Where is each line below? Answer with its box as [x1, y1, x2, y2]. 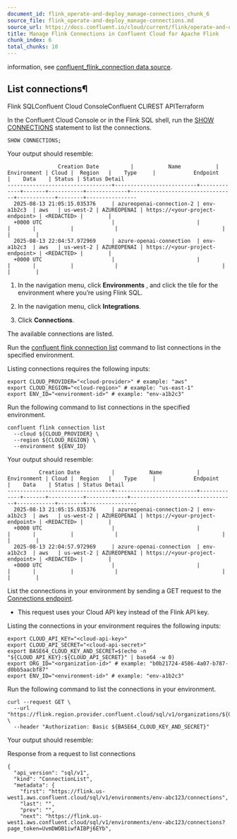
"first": [20, 787, 46, 795]
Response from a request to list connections [7, 749, 136, 758]
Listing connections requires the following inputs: [7, 364, 150, 372]
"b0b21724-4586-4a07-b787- [149, 660, 229, 667]
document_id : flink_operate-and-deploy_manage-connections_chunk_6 [7, 10, 210, 18]
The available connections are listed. [7, 329, 114, 338]
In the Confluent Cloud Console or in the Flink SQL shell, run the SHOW [7, 115, 214, 124]
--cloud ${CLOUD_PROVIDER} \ [13, 430, 99, 438]
